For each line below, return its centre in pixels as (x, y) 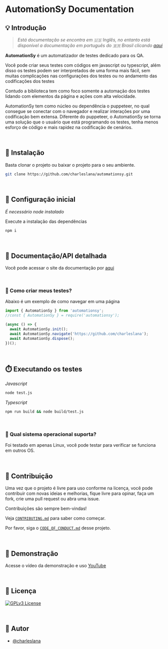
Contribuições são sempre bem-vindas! (46, 508)
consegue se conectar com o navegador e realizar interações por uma (78, 111)
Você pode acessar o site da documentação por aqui (60, 268)
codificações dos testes (30, 81)
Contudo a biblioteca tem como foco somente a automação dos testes (77, 91)
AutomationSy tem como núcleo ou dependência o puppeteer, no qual (77, 106)
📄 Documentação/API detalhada (56, 256)
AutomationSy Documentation (69, 9)
